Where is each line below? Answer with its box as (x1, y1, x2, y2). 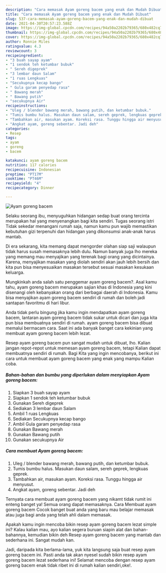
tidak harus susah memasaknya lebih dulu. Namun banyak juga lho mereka (5, 248, 157, 254)
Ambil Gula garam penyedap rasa (12, 421, 81, 427)
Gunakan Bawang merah (12, 426, 63, 432)
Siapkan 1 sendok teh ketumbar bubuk (12, 395, 91, 401)
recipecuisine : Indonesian (5, 167, 61, 172)
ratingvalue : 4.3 (5, 44, 41, 49)
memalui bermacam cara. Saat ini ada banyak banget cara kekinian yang (5, 325, 153, 331)
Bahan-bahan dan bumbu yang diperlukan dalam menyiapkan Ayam (5, 372, 150, 378)
